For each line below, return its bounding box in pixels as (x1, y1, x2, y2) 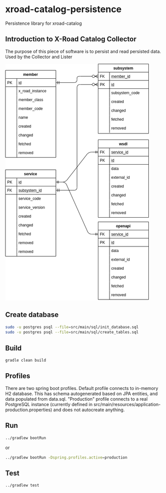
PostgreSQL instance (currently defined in (5, 401, 93, 407)
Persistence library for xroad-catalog (5, 20, 82, 26)
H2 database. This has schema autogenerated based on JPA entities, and (5, 390, 158, 397)
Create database (5, 311, 59, 319)
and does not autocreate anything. (53, 407, 125, 413)
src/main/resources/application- (93, 401, 161, 407)
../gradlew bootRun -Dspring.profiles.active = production (5, 455, 128, 460)
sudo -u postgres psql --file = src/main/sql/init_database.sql (5, 324, 139, 329)
